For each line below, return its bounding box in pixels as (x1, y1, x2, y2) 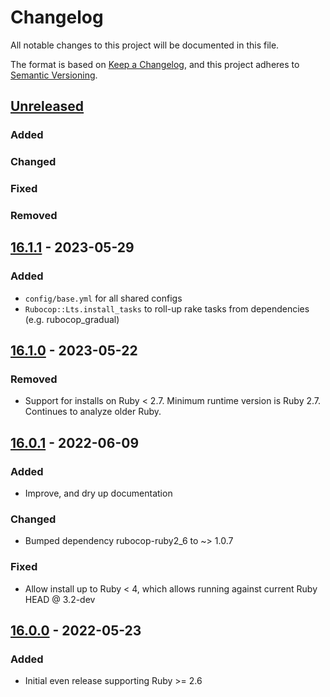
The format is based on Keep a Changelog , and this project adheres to (10, 58, 300, 70)
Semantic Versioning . (10, 69, 98, 81)
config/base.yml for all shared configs (24, 292, 183, 304)
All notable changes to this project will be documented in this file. (10, 39, 280, 51)
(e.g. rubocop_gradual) (24, 313, 120, 325)
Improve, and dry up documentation (24, 487, 173, 500)
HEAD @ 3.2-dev (24, 593, 96, 605)
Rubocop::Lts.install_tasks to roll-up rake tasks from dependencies (24, 302, 310, 315)
